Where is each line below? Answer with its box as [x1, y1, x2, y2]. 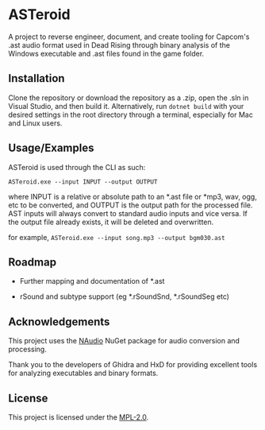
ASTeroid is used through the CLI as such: [8, 162, 146, 172]
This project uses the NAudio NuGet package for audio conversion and [8, 336, 240, 346]
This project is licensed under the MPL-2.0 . [8, 413, 149, 422]
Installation [8, 72, 65, 85]
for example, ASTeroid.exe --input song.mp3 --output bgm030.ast [8, 232, 225, 242]
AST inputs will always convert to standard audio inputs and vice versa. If [8, 208, 248, 218]
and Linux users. [8, 118, 63, 128]
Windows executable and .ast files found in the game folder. [8, 48, 205, 58]
